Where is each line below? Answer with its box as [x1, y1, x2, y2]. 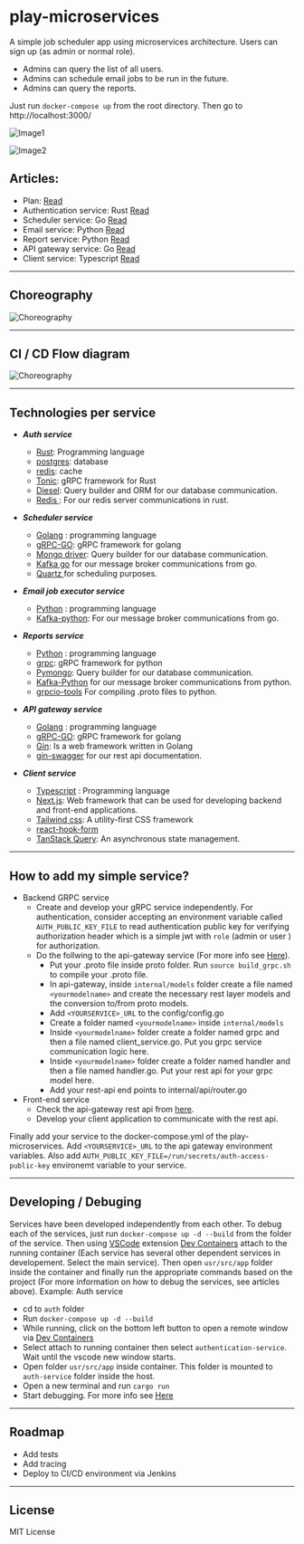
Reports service [22, 631, 84, 642]
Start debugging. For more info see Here [22, 1389, 174, 1400]
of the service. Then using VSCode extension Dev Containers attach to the [9, 1237, 288, 1248]
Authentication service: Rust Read [22, 205, 149, 215]
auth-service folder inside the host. [22, 1370, 156, 1381]
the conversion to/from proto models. [49, 998, 189, 1008]
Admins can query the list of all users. [22, 63, 165, 74]
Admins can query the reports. [22, 82, 138, 93]
